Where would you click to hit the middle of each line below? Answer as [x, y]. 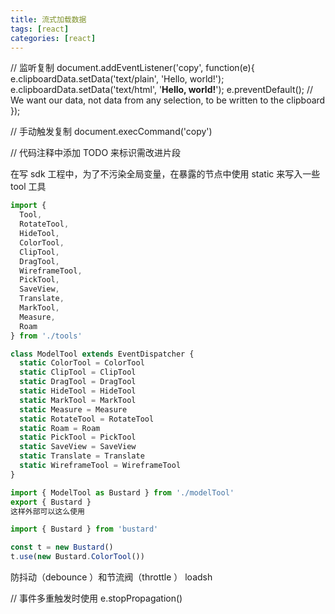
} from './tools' [46, 336]
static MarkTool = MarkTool [78, 400]
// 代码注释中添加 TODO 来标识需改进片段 [96, 153]
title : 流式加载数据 [48, 19]
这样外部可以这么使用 [47, 511]
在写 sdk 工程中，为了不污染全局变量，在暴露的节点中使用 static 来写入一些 [165, 174]
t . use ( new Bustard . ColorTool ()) [77, 557]
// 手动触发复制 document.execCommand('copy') [111, 132]
